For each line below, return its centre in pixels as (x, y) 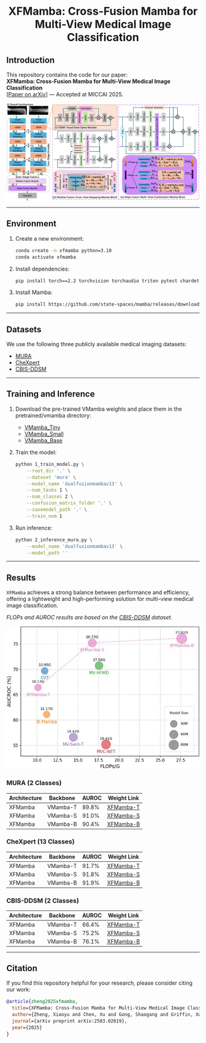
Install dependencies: (42, 269)
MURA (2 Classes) (34, 783)
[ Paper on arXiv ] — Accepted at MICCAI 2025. (65, 94)
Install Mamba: (34, 292)
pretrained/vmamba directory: (53, 415)
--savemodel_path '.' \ (57, 510)
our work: (18, 990)
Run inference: (34, 528)
